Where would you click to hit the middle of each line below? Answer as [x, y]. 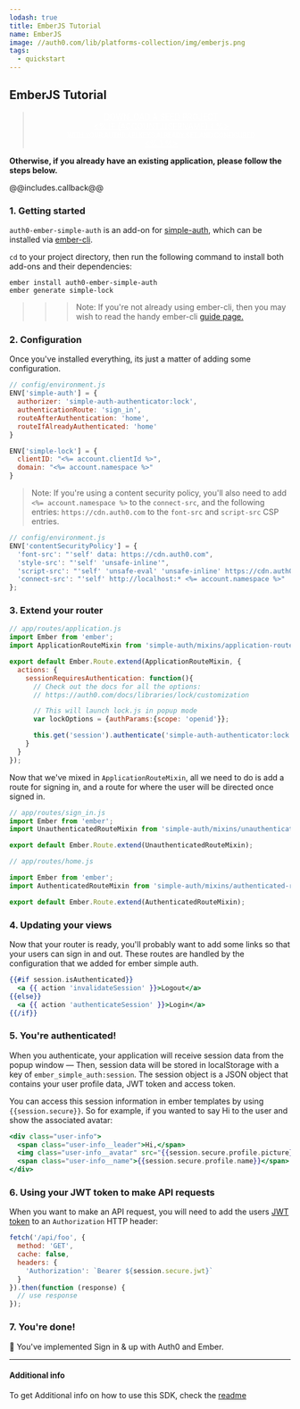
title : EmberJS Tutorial [55, 26]
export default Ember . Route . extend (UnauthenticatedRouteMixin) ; [131, 846]
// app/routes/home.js [51, 862]
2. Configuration [46, 340]
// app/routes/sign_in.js [57, 813]
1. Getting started [48, 211]
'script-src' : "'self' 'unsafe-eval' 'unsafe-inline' [119, 571]
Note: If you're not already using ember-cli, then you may [181, 307]
